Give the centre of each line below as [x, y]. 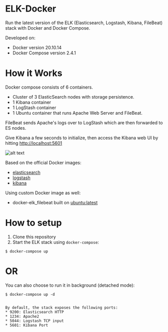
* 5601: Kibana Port [27, 325]
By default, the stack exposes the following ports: [62, 307]
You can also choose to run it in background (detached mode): [70, 285]
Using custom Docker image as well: [43, 193]
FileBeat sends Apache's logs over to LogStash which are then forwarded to [84, 122]
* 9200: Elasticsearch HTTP [35, 312]
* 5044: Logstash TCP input [35, 321]
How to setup [33, 223]
